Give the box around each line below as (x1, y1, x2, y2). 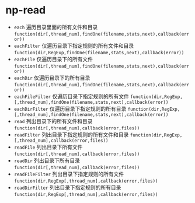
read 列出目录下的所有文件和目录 (13, 117, 93, 124)
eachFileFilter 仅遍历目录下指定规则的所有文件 (13, 93, 129, 100)
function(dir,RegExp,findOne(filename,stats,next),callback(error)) (13, 50, 184, 55)
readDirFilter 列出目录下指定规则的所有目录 (13, 184, 121, 191)
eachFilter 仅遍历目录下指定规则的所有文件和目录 (13, 42, 134, 49)
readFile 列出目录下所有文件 (13, 143, 83, 150)
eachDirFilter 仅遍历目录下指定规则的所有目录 (13, 105, 127, 112)
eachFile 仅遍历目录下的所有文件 (13, 55, 93, 62)
